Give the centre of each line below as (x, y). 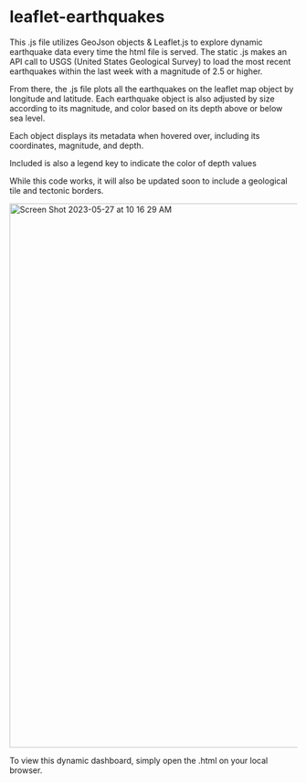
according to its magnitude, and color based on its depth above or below (146, 108)
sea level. (27, 118)
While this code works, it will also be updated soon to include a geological (148, 181)
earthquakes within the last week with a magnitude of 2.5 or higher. (136, 71)
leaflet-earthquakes (87, 17)
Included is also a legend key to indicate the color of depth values (133, 163)
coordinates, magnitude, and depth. (77, 145)
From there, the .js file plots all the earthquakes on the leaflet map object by (152, 89)
